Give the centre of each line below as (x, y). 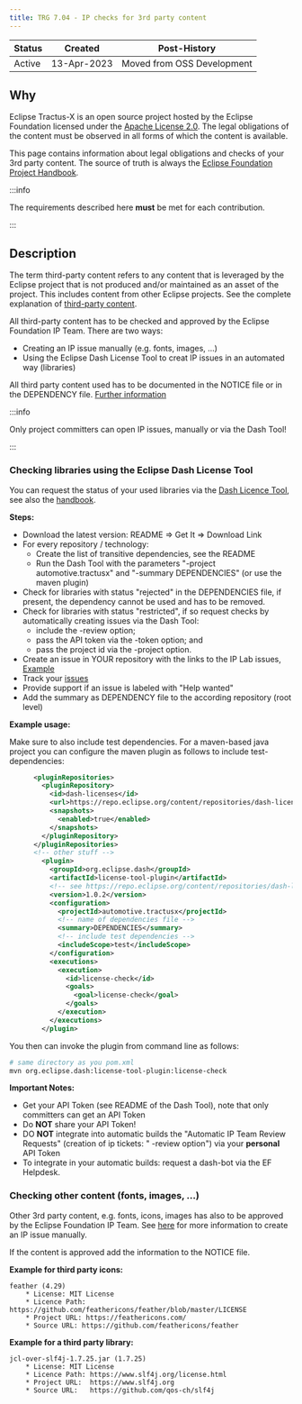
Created (82, 48)
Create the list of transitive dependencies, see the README (146, 553)
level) (32, 707)
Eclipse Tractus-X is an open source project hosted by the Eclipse (131, 117)
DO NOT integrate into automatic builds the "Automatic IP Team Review (154, 1134)
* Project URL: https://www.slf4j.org (100, 1382)
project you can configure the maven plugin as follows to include (129, 751)
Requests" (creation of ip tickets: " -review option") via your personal (151, 1144)
